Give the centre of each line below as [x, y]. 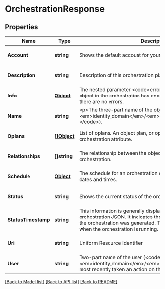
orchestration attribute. [106, 139]
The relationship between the [113, 153]
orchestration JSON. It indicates [116, 217]
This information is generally [112, 211]
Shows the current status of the [116, 197]
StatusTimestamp [29, 220]
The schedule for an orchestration [119, 173]
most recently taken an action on [117, 269]
